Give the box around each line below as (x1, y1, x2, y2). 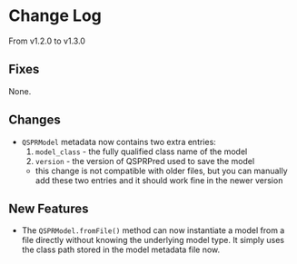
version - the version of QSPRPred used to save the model (35, 155, 255, 166)
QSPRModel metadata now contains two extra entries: (21, 136, 217, 147)
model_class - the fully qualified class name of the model (35, 146, 248, 157)
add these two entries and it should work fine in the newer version (35, 174, 283, 186)
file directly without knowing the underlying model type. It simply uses (21, 235, 285, 246)
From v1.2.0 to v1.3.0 (8, 35, 85, 46)
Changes (8, 112, 61, 128)
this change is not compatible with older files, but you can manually (35, 165, 288, 176)
